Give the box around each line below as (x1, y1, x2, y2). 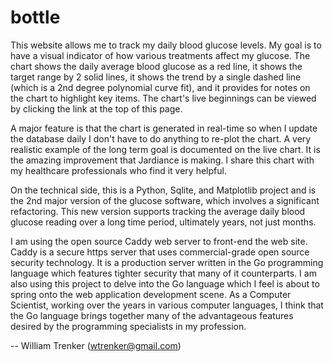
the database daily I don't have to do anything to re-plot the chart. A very (10, 132, 312, 145)
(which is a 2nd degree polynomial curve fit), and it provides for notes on (10, 81, 311, 93)
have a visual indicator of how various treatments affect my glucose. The (10, 49, 311, 61)
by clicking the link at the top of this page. (10, 102, 183, 115)
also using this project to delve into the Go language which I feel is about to (10, 277, 320, 290)
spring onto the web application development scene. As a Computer (10, 288, 292, 300)
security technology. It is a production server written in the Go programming (10, 256, 324, 268)
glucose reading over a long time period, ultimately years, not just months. (10, 216, 317, 228)
